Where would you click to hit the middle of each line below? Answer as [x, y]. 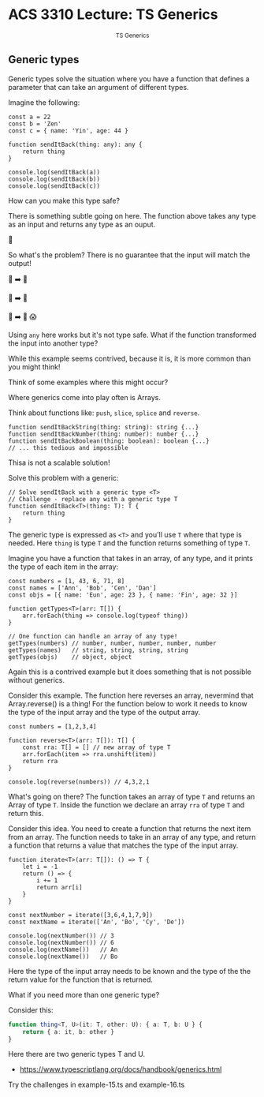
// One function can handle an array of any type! [93, 636]
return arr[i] [59, 887]
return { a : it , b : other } [68, 1031]
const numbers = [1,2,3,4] [52, 726]
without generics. [37, 680]
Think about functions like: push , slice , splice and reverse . [104, 413]
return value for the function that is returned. [81, 979]
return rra [40, 761]
